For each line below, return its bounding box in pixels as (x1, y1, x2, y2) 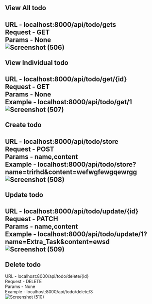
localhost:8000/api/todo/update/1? (37, 230, 147, 238)
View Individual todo (5, 58, 69, 67)
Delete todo (5, 260, 41, 268)
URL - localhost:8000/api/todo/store (5, 137, 119, 146)
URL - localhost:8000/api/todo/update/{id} (5, 207, 139, 215)
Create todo (5, 121, 42, 129)
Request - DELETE (5, 279, 42, 285)
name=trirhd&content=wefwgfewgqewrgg (5, 168, 137, 176)
